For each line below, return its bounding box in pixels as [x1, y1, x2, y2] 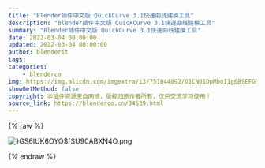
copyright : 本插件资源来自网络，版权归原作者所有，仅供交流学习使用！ [8, 92, 211, 100]
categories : [8, 63, 47, 71]
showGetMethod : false [8, 84, 80, 93]
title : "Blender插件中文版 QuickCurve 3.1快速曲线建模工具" [8, 11, 195, 20]
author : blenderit [8, 48, 69, 56]
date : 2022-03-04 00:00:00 [8, 33, 97, 42]
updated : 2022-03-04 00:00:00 [8, 41, 108, 49]
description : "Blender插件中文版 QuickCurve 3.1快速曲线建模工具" [8, 19, 215, 27]
